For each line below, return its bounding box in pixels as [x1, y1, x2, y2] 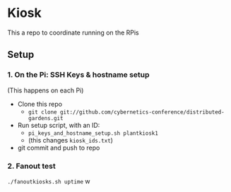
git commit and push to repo [17, 143, 100, 152]
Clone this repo [17, 100, 62, 108]
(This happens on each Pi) [7, 86, 84, 95]
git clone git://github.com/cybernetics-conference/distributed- [28, 108, 225, 116]
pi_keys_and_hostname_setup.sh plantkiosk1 [28, 129, 159, 137]
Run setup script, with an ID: [17, 121, 100, 129]
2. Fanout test [7, 161, 56, 171]
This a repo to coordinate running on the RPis [7, 28, 139, 37]
